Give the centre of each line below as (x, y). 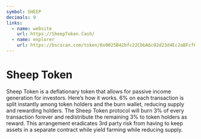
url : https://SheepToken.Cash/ (56, 34)
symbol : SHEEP (24, 12)
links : (14, 23)
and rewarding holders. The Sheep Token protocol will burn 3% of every (95, 110)
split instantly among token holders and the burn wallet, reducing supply (95, 104)
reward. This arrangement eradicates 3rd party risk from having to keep (95, 123)
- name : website (32, 28)
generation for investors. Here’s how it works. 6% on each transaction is (95, 98)
